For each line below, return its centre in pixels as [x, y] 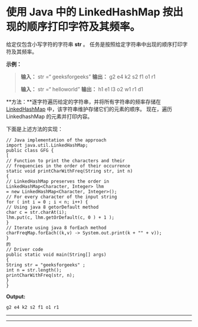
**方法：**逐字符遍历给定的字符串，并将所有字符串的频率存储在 [84, 101]
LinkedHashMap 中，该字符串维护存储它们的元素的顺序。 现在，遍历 [89, 109]
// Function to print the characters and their [66, 161]
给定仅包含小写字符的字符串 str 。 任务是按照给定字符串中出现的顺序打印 [94, 44]
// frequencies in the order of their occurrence [68, 166]
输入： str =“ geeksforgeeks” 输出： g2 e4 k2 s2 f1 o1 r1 [88, 77]
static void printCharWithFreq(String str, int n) [70, 171]
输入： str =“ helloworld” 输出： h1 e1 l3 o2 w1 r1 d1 [82, 89]
